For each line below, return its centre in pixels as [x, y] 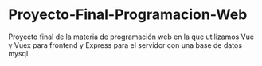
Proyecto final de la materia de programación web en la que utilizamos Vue [131, 37]
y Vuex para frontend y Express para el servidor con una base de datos [125, 45]
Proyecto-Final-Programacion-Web [128, 15]
